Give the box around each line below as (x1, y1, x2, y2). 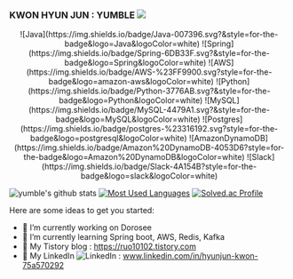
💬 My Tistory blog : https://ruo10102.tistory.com (21, 241, 197, 252)
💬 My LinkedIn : (21, 251, 122, 261)
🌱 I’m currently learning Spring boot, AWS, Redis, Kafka (21, 232, 225, 243)
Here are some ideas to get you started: (9, 205, 155, 216)
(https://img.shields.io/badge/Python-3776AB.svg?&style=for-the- (28, 85, 271, 97)
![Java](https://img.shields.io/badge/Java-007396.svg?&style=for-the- (20, 29, 279, 40)
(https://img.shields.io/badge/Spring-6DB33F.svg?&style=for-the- (28, 48, 271, 59)
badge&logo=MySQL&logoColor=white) (55, 114, 202, 124)
